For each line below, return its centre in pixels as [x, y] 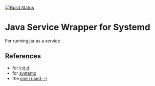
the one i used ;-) [30, 78]
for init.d [21, 68]
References [23, 56]
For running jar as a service [33, 41]
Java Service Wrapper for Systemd [78, 27]
